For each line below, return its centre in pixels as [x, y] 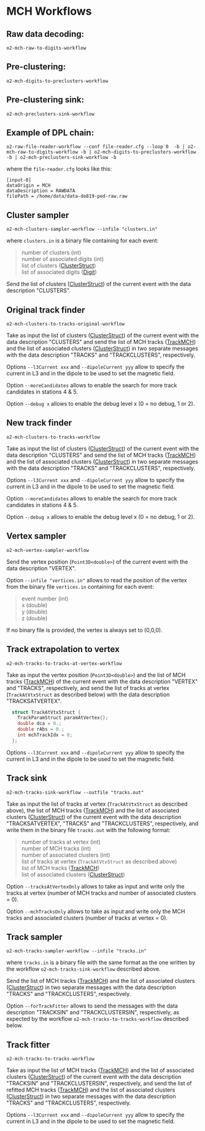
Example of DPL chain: [50, 133]
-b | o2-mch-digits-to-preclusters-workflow [138, 152]
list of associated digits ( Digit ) [59, 272]
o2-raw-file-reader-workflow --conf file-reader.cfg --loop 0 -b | [96, 147]
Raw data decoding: [45, 34]
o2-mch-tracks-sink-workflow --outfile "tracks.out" [75, 792]
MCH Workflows [49, 11]
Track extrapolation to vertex [63, 649]
